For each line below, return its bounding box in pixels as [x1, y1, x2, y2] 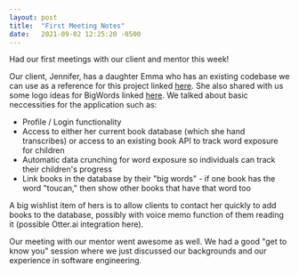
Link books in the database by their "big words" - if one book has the [21, 173, 276, 184]
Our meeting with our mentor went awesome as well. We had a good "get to [9, 237, 287, 247]
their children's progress [21, 164, 113, 174]
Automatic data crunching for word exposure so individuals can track [21, 155, 276, 165]
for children [21, 145, 65, 156]
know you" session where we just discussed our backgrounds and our [9, 246, 267, 256]
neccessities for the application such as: [9, 100, 158, 110]
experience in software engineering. [9, 255, 142, 266]
